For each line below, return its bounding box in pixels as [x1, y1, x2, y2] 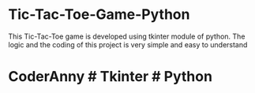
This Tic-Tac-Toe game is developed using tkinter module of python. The [8, 32, 246, 41]
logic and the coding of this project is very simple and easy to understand [8, 39, 248, 49]
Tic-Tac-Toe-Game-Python [8, 6, 190, 24]
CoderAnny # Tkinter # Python [8, 68, 213, 86]
